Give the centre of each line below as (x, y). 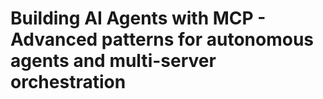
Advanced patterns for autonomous (162, 39)
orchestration (68, 82)
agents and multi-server (113, 61)
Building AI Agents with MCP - (138, 18)
